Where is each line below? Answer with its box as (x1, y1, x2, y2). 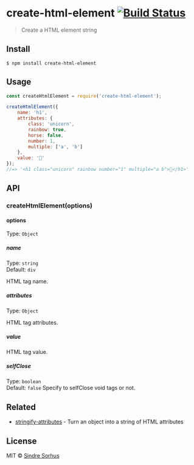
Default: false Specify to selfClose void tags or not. (6, 384, 136, 392)
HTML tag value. (6, 348, 48, 356)
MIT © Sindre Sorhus (6, 452, 60, 459)
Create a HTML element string (21, 26, 97, 34)
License (6, 436, 37, 446)
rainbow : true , (28, 126, 67, 132)
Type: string (6, 259, 38, 267)
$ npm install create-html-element (6, 60, 97, 67)
